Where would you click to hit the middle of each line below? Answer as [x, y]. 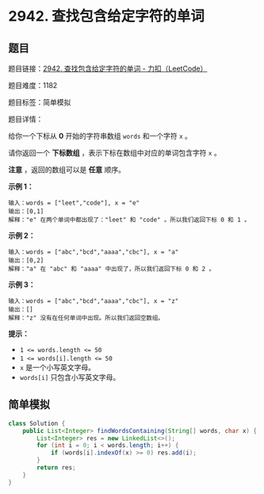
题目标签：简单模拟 [40, 102]
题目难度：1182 [33, 85]
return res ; [57, 468]
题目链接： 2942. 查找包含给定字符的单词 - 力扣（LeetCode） [108, 69]
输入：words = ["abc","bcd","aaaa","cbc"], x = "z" [94, 301]
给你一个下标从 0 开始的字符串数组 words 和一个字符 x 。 [100, 136]
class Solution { [37, 423]
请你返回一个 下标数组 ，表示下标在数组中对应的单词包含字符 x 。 [115, 153]
